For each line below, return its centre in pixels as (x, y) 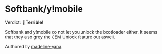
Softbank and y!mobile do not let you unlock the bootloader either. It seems (81, 32)
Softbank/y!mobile (44, 9)
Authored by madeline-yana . (34, 46)
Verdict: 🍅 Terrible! (24, 22)
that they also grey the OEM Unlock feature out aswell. (60, 37)
